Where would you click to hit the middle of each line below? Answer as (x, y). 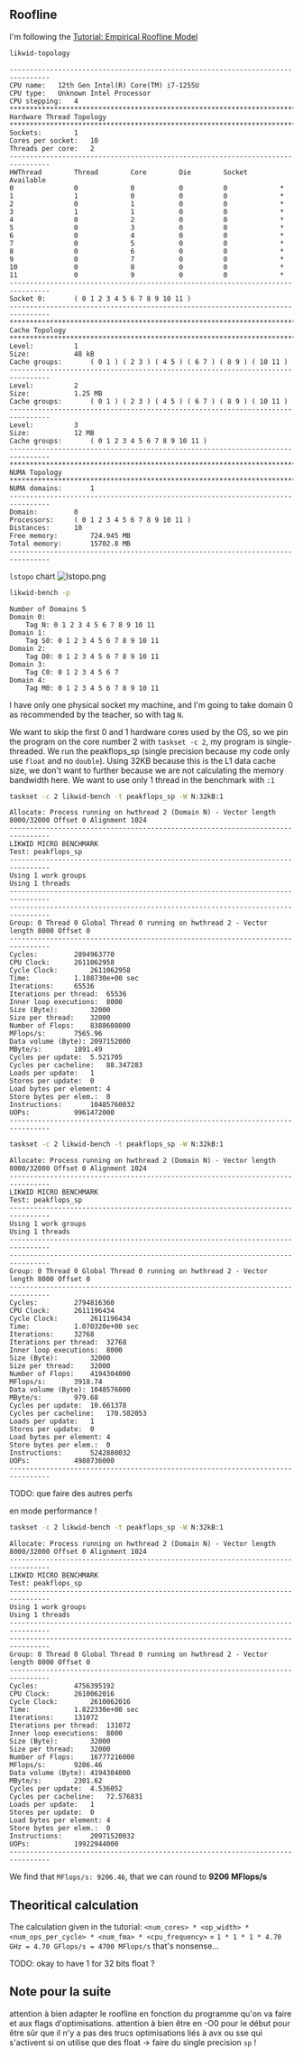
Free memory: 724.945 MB (70, 535)
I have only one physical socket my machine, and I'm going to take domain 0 (151, 704)
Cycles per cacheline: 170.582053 (78, 1414)
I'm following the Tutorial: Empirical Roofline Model (104, 36)
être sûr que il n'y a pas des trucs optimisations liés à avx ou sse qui (136, 2033)
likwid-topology (40, 53)
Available (28, 180)
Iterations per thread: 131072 (70, 1726)
